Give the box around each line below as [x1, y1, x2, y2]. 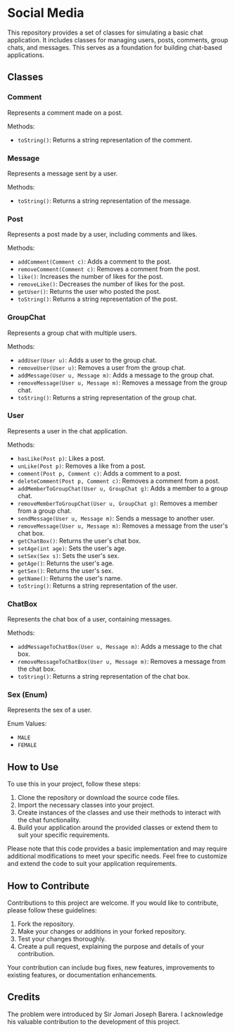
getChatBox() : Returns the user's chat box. [17, 536, 141, 545]
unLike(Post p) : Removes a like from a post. [17, 462, 146, 470]
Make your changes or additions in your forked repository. [17, 927, 186, 936]
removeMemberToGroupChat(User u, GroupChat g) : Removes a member [17, 499, 218, 507]
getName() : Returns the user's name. [17, 574, 123, 582]
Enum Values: [7, 719, 47, 728]
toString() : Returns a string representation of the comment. [17, 135, 192, 144]
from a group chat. [17, 506, 72, 515]
